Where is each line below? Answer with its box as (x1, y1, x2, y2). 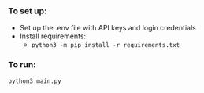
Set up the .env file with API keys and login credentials (19, 23, 197, 33)
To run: (8, 59, 37, 70)
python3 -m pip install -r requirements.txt (31, 41, 180, 49)
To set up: (8, 5, 47, 16)
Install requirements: (19, 31, 87, 41)
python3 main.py (8, 77, 61, 85)
